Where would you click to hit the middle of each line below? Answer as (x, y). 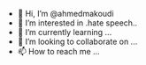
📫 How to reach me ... (58, 51)
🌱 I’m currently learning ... (65, 32)
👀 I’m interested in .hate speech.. (77, 23)
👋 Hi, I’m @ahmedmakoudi (65, 14)
